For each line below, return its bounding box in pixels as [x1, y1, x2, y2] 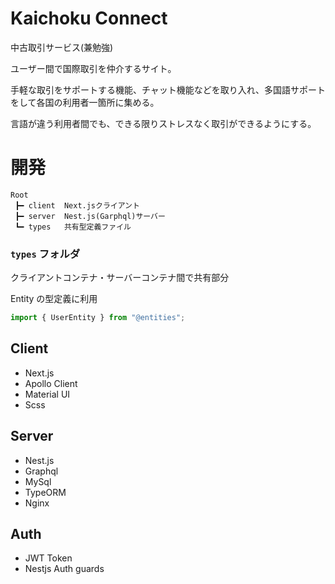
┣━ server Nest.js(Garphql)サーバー [14, 211, 166, 221]
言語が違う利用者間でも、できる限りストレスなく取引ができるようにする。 [10, 117, 317, 129]
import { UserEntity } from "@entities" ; [10, 313, 186, 323]
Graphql [24, 465, 59, 477]
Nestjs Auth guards [24, 563, 105, 575]
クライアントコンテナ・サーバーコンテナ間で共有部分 [10, 272, 230, 284]
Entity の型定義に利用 [10, 293, 98, 305]
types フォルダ [10, 247, 81, 261]
